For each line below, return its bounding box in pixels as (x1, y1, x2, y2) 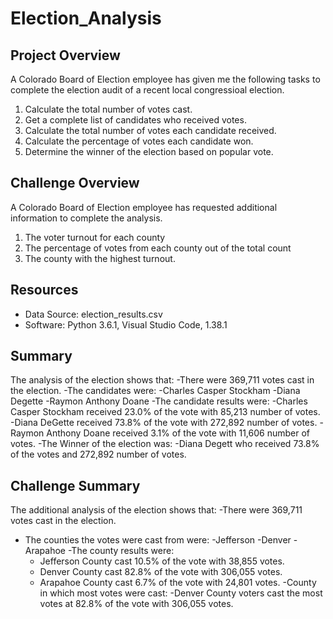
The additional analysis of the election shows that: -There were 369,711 (10, 504, 303, 516)
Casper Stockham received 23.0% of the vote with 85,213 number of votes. (10, 406, 321, 418)
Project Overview (10, 47, 121, 64)
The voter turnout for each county (24, 231, 166, 243)
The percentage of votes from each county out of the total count (24, 242, 292, 254)
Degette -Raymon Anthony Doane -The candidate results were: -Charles (10, 395, 308, 407)
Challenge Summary (10, 477, 141, 494)
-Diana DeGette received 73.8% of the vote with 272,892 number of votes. (10, 417, 318, 429)
